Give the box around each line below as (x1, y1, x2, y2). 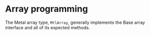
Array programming (5, 3, 88, 15)
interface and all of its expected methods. (5, 24, 90, 30)
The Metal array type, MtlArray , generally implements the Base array (5, 19, 145, 25)
